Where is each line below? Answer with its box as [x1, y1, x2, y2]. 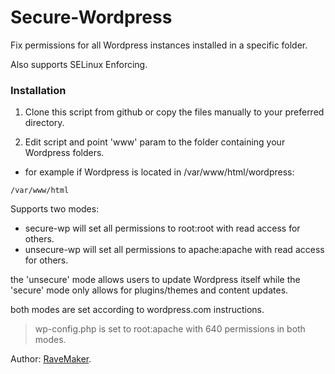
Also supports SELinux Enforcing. [10, 58, 148, 70]
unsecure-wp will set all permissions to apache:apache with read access [24, 244, 325, 256]
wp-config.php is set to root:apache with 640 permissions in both [34, 323, 306, 335]
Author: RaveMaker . [10, 353, 92, 365]
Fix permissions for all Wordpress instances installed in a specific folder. [10, 39, 308, 51]
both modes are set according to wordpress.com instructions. [10, 304, 265, 316]
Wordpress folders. [24, 147, 105, 159]
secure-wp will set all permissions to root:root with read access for [24, 222, 301, 235]
